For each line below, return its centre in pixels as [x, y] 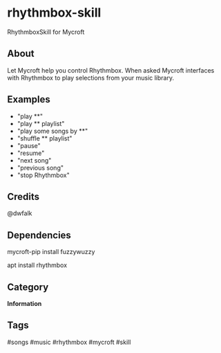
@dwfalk [20, 213]
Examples [29, 99]
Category [28, 287]
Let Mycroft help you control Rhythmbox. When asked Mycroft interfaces [111, 70]
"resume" [31, 153]
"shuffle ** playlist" [45, 138]
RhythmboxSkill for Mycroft [46, 32]
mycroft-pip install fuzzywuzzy [51, 252]
